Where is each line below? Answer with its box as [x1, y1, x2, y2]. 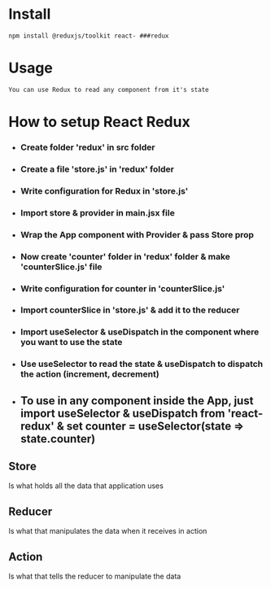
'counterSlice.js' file [20, 261, 103, 273]
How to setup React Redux [8, 113, 190, 131]
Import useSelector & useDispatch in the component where [20, 326, 260, 338]
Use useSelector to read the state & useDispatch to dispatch [20, 359, 264, 370]
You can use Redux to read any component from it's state [8, 85, 209, 94]
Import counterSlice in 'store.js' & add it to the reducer [20, 304, 240, 316]
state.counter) [20, 432, 96, 446]
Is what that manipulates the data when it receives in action [8, 526, 208, 536]
